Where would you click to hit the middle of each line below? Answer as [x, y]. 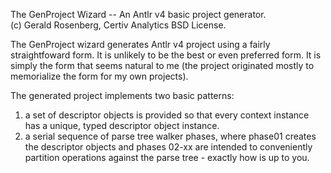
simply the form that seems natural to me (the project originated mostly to [162, 65]
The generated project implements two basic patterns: [122, 95]
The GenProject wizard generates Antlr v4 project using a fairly [140, 44]
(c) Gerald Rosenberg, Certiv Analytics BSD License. [118, 25]
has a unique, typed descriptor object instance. [122, 125]
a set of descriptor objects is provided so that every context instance [167, 115]
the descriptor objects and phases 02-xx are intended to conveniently [168, 147]
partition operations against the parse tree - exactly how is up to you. [167, 157]
